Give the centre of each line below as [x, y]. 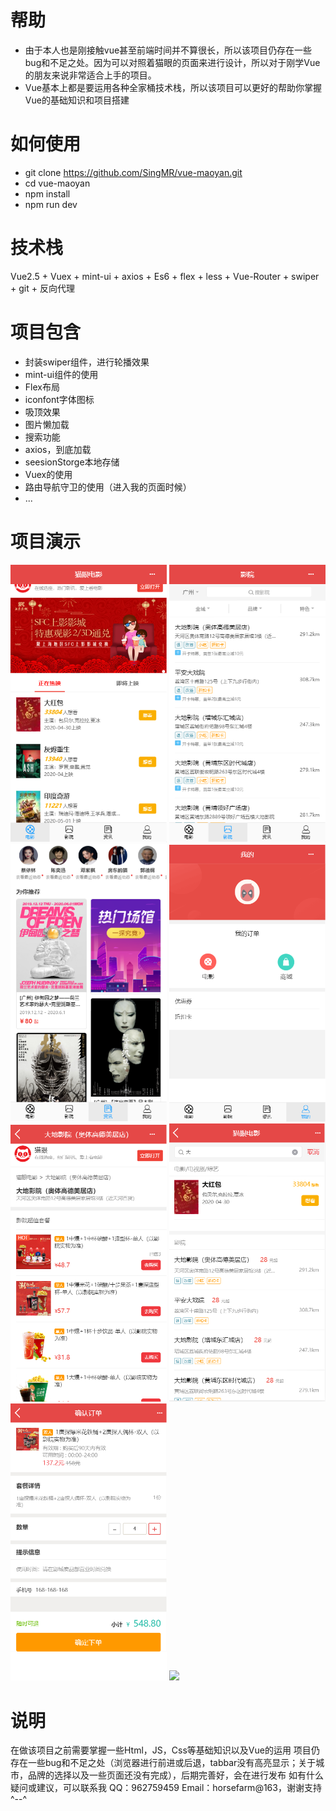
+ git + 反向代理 [42, 288]
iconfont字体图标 [59, 399]
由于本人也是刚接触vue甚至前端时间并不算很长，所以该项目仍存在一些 [168, 50]
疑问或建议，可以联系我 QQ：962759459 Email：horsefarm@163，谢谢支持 [166, 1788]
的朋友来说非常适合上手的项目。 [90, 75]
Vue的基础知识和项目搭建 [77, 100]
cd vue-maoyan [57, 183]
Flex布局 [42, 387]
